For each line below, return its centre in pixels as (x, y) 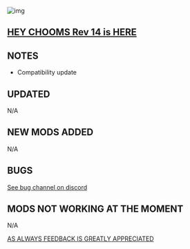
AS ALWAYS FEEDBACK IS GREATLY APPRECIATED (80, 239)
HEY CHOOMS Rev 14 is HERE (72, 32)
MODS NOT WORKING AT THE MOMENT (95, 209)
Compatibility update (47, 72)
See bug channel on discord (47, 187)
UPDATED (29, 94)
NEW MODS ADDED (50, 132)
